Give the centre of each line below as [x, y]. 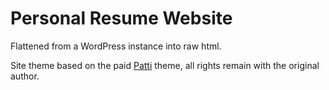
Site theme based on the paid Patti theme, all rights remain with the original [165, 65]
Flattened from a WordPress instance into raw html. [116, 46]
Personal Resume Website [121, 18]
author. [25, 76]
